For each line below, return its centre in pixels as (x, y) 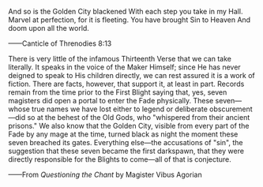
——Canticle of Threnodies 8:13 (60, 43)
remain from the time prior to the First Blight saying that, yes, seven (118, 92)
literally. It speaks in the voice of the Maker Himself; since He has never (124, 67)
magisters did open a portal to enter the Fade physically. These (111, 101)
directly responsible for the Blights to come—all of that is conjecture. (120, 159)
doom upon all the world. (49, 28)
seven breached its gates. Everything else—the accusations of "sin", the (126, 142)
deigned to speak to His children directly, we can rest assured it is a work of (131, 75)
